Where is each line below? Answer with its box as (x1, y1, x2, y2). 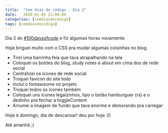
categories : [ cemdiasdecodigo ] (5, 17, 71, 22)
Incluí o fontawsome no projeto (12, 81, 77, 87)
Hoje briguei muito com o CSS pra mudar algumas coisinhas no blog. (5, 45, 148, 51)
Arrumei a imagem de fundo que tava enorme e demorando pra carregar (12, 102, 163, 108)
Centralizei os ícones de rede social (12, 71, 87, 77)
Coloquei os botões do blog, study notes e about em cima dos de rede (12, 60, 159, 66)
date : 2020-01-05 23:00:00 (5, 12, 66, 17)
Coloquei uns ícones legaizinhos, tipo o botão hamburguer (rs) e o (12, 92, 150, 98)
